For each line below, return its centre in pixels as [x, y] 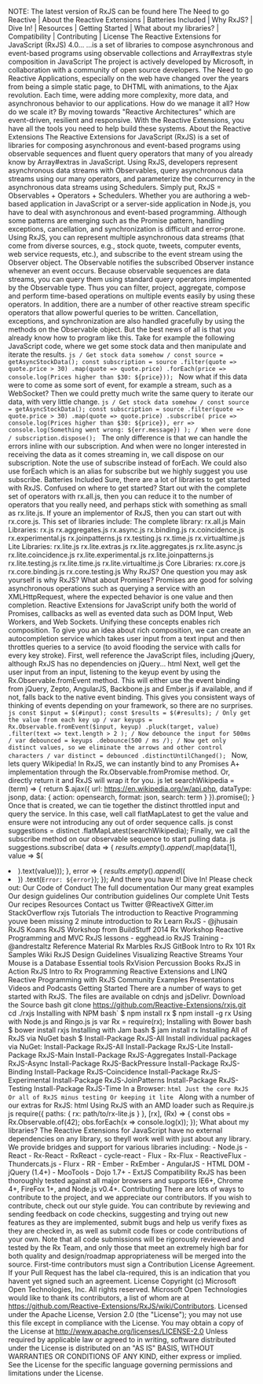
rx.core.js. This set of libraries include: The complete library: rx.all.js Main [127, 521]
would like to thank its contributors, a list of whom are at [99, 1298]
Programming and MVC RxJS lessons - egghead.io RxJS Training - [116, 938]
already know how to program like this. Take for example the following [121, 338]
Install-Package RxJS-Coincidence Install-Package [117, 1072]
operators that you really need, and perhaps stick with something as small [128, 505]
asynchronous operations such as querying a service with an [107, 588]
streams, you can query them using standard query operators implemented [130, 279]
